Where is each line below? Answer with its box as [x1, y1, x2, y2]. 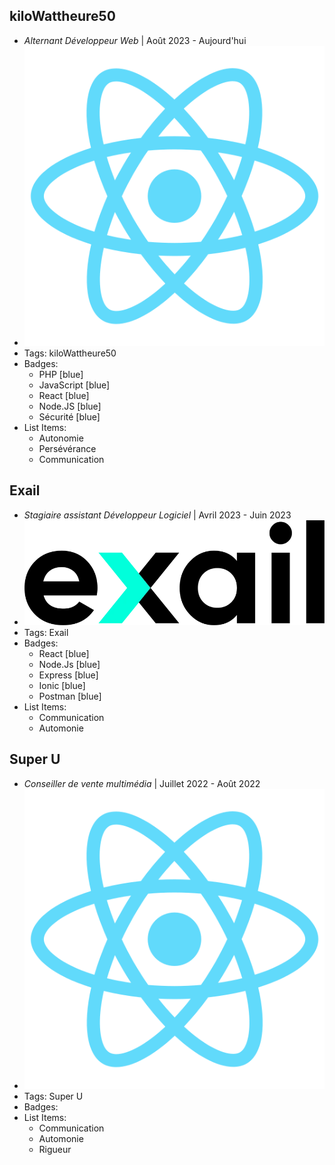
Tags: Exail [23, 626, 69, 638]
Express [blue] [38, 669, 99, 681]
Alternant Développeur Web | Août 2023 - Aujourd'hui [23, 34, 247, 46]
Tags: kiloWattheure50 [23, 347, 117, 359]
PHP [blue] [38, 369, 84, 381]
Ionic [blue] [38, 679, 86, 691]
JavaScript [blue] [38, 379, 111, 391]
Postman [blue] [38, 690, 102, 702]
